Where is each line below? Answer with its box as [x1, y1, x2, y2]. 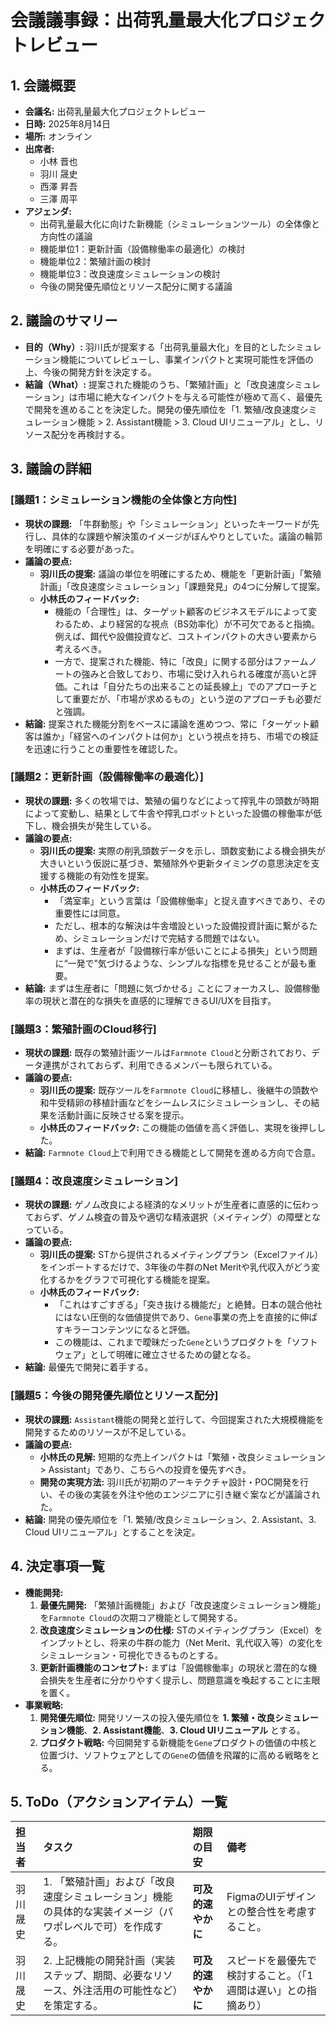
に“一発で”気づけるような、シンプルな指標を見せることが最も [54, 957, 308, 969]
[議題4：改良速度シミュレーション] [10, 1174, 179, 1188]
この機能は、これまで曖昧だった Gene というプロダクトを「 [54, 1336, 292, 1348]
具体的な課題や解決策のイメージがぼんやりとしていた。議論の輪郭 [51, 530, 323, 542]
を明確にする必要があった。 [24, 542, 140, 555]
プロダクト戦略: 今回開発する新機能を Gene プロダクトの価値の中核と [39, 1736, 318, 1748]
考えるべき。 [54, 642, 108, 655]
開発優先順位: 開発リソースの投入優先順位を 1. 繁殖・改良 [39, 1711, 276, 1723]
